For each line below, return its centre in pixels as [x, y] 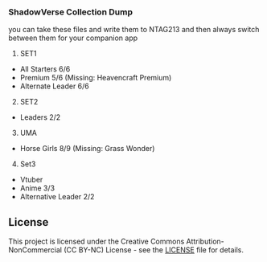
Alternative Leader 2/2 [57, 197]
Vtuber [31, 180]
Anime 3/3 [37, 188]
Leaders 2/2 [40, 117]
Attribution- [205, 242]
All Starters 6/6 [45, 69]
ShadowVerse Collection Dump [70, 12]
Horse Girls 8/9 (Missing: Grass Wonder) [87, 149]
